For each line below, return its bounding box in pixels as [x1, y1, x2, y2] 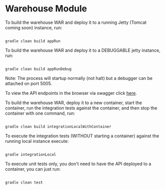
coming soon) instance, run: [5, 24, 63, 30]
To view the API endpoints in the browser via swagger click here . [5, 90, 137, 96]
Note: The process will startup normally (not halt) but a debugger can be [5, 75, 153, 81]
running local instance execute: [5, 138, 69, 144]
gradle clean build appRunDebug [5, 66, 72, 71]
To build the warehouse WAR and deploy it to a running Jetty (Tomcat [5, 19, 147, 25]
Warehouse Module [5, 3, 87, 14]
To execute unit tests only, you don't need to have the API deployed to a [5, 161, 152, 167]
